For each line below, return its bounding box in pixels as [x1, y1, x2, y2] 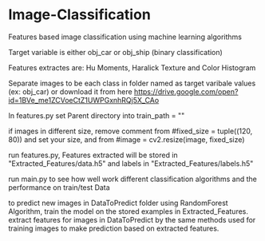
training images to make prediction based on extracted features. [8, 223, 220, 233]
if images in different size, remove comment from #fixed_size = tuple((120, [8, 126, 253, 136]
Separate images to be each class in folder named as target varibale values [8, 78, 256, 88]
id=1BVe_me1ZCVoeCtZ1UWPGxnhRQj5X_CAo [8, 95, 160, 105]
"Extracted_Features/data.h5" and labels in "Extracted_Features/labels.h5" [8, 158, 254, 168]
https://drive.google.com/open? [134, 86, 239, 97]
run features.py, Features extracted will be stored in [8, 150, 178, 160]
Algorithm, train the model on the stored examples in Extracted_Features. [8, 206, 249, 216]
